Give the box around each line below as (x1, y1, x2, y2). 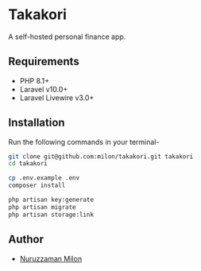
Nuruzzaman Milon (19, 254, 82, 263)
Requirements (8, 55, 79, 68)
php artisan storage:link (8, 211, 94, 219)
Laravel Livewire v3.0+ (19, 93, 95, 103)
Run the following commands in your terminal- (8, 137, 160, 146)
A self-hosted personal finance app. (8, 32, 126, 41)
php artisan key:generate (8, 196, 94, 204)
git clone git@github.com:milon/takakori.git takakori (8, 153, 194, 161)
